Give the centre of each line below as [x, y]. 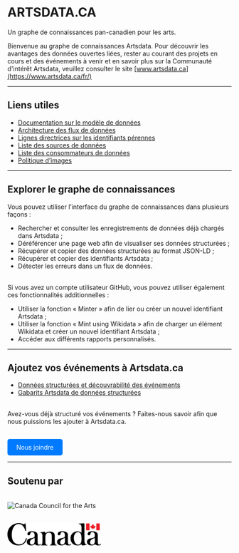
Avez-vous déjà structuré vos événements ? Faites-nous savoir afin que [112, 414]
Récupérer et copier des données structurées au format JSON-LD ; [116, 251]
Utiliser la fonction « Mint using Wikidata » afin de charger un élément [120, 324]
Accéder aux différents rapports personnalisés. [87, 338]
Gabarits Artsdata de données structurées [79, 393]
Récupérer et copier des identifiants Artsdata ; [85, 258]
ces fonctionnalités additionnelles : [58, 295]
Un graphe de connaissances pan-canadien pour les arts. [92, 32]
